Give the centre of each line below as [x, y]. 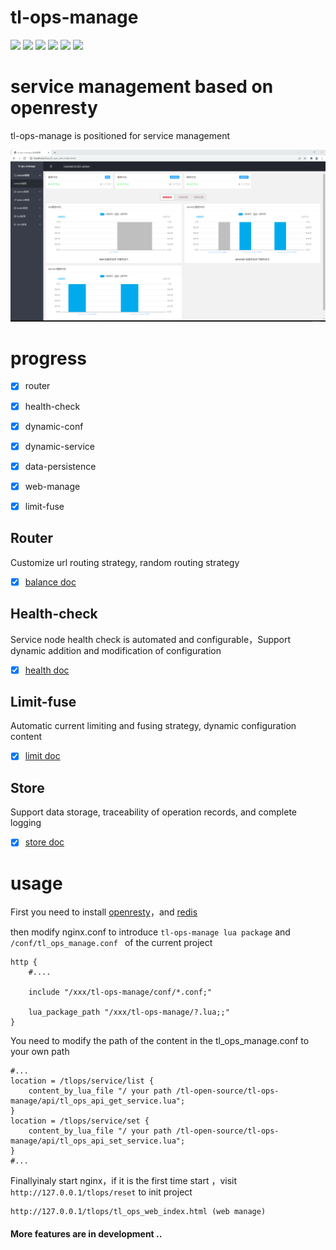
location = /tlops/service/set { [80, 1121]
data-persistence [60, 466]
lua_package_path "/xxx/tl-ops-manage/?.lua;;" [129, 1012]
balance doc [50, 582]
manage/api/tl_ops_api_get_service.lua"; [98, 1101]
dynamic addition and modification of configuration [116, 650]
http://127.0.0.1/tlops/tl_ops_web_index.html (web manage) [138, 1212]
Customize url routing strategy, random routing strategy [125, 562]
